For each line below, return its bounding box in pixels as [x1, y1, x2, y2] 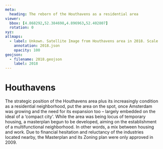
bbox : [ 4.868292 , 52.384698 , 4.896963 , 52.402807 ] [9, 20, 108, 26]
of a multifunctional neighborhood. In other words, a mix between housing [5, 124, 154, 130]
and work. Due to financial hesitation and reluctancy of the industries [5, 129, 144, 135]
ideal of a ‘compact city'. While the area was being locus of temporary [5, 114, 146, 119]
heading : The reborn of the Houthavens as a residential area [9, 12, 139, 17]
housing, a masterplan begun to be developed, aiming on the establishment [5, 119, 157, 125]
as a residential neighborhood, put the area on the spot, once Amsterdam [5, 103, 153, 109]
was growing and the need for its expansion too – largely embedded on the [5, 109, 156, 115]
